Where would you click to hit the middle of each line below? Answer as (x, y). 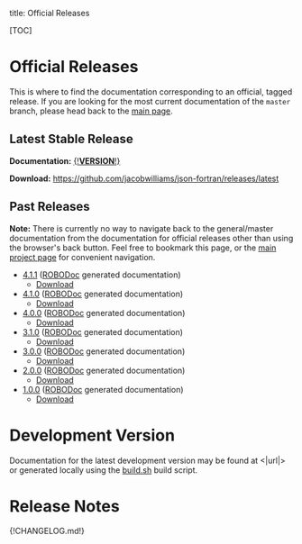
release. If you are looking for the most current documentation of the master (150, 101)
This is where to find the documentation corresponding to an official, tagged (151, 91)
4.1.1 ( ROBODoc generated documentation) (102, 275)
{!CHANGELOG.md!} (47, 531)
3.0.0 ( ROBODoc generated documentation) (104, 351)
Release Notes (64, 506)
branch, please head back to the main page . (91, 111)
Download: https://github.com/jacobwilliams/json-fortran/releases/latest (144, 178)
